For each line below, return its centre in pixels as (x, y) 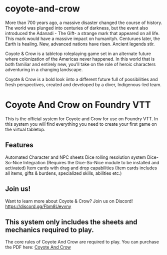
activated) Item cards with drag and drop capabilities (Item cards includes (81, 168)
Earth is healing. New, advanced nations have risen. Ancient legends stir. (80, 44)
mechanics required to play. (49, 230)
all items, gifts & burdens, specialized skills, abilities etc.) (63, 173)
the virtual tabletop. (25, 129)
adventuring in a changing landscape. (44, 69)
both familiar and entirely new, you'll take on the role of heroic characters (80, 64)
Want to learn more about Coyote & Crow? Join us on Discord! (69, 201)
